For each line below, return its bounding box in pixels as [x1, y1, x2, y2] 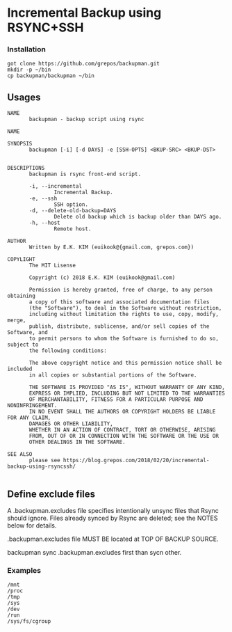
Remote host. [53, 226, 92, 232]
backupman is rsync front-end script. [28, 171, 141, 178]
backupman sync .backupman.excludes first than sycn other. [7, 548, 182, 557]
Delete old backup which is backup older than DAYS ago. [53, 214, 222, 221]
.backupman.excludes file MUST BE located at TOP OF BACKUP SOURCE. [7, 535, 219, 544]
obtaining [7, 292, 36, 300]
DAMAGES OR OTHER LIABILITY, [28, 420, 113, 427]
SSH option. [53, 201, 89, 208]
